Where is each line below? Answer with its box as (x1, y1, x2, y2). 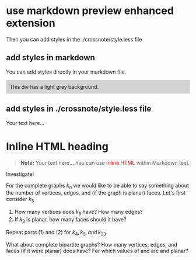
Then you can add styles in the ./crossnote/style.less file (6, 36, 142, 43)
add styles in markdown (6, 53, 95, 63)
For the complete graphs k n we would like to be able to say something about (6, 182, 190, 190)
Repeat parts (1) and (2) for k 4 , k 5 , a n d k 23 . (6, 228, 108, 237)
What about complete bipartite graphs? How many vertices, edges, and (6, 241, 178, 248)
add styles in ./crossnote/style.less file (6, 104, 152, 114)
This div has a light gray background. (9, 83, 99, 90)
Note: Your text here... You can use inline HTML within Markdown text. (20, 159, 190, 166)
